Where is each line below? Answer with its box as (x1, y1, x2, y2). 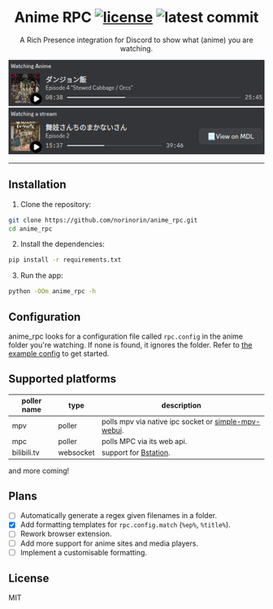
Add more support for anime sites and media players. (19, 538, 199, 548)
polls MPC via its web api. (101, 436, 188, 446)
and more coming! (8, 465, 70, 475)
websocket (58, 447, 95, 458)
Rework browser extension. (19, 529, 112, 539)
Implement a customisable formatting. (19, 547, 148, 557)
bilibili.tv (11, 447, 40, 458)
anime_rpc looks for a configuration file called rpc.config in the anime (8, 331, 244, 341)
